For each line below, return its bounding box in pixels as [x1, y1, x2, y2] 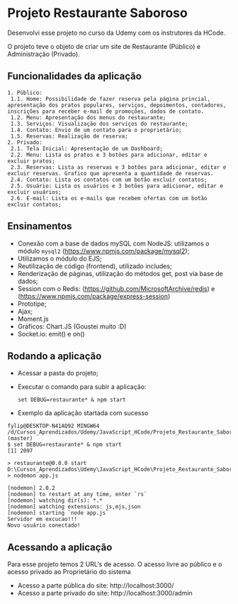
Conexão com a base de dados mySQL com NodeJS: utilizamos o [17, 239, 210, 248]
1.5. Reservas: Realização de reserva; [10, 133, 129, 140]
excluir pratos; [7, 158, 55, 165]
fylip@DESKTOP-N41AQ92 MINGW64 [7, 422, 100, 430]
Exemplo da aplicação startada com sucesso [17, 409, 149, 417]
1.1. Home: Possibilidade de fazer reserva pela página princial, [10, 95, 211, 102]
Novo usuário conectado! [7, 522, 81, 529]
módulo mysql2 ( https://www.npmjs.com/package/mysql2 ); [17, 246, 190, 255]
